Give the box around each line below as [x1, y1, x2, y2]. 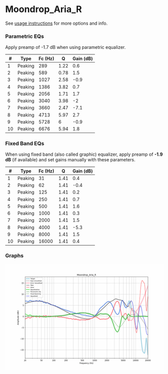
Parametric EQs [5, 33, 44, 40]
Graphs [5, 252, 24, 259]
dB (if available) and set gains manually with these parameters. [5, 157, 136, 163]
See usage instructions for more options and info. [5, 20, 108, 26]
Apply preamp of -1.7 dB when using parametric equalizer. [5, 44, 126, 50]
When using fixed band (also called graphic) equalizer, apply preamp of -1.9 [5, 151, 163, 157]
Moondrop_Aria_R [5, 4, 82, 15]
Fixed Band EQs [5, 140, 44, 147]
